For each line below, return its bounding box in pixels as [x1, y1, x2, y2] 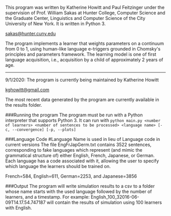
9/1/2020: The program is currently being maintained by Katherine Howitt [5, 77, 159, 83]
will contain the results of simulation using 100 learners [46, 199, 162, 205]
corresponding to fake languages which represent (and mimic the [5, 147, 142, 153]
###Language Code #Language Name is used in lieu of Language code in [5, 136, 160, 142]
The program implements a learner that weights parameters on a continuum [5, 40, 164, 46]
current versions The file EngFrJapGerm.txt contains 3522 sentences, [5, 141, 152, 148]
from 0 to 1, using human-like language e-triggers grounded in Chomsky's [5, 46, 161, 52]
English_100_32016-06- [91, 194, 139, 200]
